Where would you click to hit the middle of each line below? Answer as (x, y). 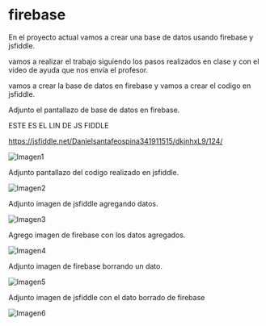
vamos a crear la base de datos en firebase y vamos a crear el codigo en (130, 86)
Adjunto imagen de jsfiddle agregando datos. (84, 203)
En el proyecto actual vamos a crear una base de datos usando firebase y (131, 37)
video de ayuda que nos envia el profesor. (78, 69)
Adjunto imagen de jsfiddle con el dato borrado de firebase (107, 297)
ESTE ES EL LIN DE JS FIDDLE (59, 125)
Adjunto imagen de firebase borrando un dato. (86, 266)
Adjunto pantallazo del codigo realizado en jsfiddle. (94, 172)
